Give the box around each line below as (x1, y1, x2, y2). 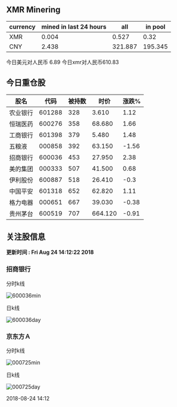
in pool (145, 22, 166, 31)
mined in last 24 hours (41, 22, 107, 31)
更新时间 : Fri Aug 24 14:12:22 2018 (6, 248, 94, 256)
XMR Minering (6, 5, 61, 15)
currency (9, 22, 36, 31)
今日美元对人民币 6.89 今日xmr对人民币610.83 (6, 58, 119, 65)
